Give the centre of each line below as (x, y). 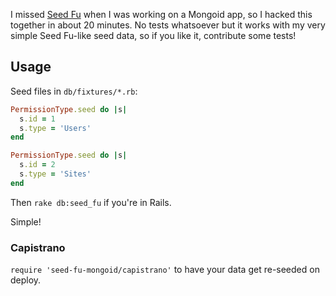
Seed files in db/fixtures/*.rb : (74, 91)
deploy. (26, 280)
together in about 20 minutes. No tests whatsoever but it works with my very (168, 25)
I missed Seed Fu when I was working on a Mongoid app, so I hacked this (161, 14)
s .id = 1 (37, 119)
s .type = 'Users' (55, 128)
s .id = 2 (37, 165)
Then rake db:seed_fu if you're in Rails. (91, 202)
